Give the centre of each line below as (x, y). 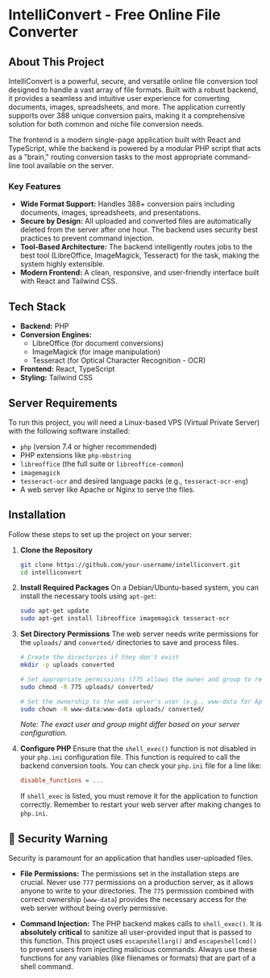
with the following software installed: (69, 430)
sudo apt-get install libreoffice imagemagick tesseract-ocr (125, 619)
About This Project (56, 62)
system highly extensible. (62, 264)
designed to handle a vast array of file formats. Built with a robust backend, (133, 90)
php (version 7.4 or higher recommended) (88, 447)
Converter (43, 32)
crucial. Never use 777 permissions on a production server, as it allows (137, 883)
